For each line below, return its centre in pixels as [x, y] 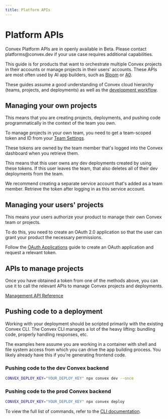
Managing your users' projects [55, 205]
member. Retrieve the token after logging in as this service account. [75, 189]
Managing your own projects [51, 106]
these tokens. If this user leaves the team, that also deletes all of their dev [81, 168]
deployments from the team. [34, 174]
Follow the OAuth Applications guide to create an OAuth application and [79, 247]
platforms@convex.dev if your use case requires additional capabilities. [79, 54]
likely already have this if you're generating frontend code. [66, 355]
